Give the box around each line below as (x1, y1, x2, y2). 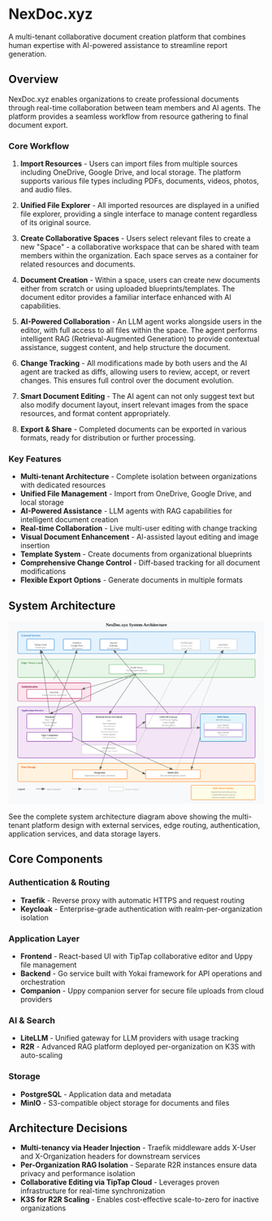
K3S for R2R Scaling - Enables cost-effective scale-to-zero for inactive (19, 1195, 260, 1205)
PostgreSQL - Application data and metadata (19, 1089, 172, 1099)
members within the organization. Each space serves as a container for (19, 251, 259, 261)
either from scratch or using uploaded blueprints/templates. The (19, 284, 235, 293)
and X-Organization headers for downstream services (19, 1151, 201, 1162)
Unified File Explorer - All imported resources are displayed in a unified (19, 201, 260, 210)
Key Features (8, 452, 63, 464)
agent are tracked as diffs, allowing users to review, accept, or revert (19, 367, 250, 377)
